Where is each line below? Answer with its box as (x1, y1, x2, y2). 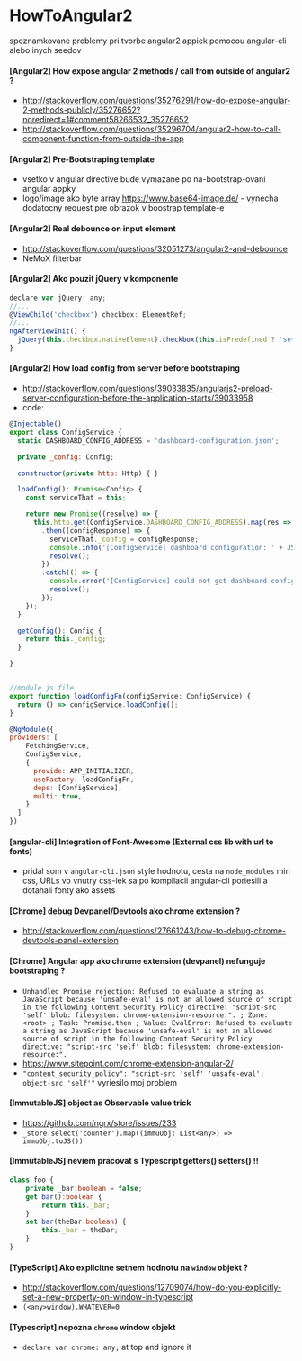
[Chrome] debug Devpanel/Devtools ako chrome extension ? (9, 906, 241, 916)
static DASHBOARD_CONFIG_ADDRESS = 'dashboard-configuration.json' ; (17, 436, 280, 446)
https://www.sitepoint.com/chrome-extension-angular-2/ (22, 1058, 234, 1068)
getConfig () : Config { (17, 626, 102, 635)
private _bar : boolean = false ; (25, 1184, 143, 1193)
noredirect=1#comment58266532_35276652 (22, 114, 189, 125)
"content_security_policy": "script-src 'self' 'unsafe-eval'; (22, 1068, 265, 1078)
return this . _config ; (25, 635, 106, 644)
